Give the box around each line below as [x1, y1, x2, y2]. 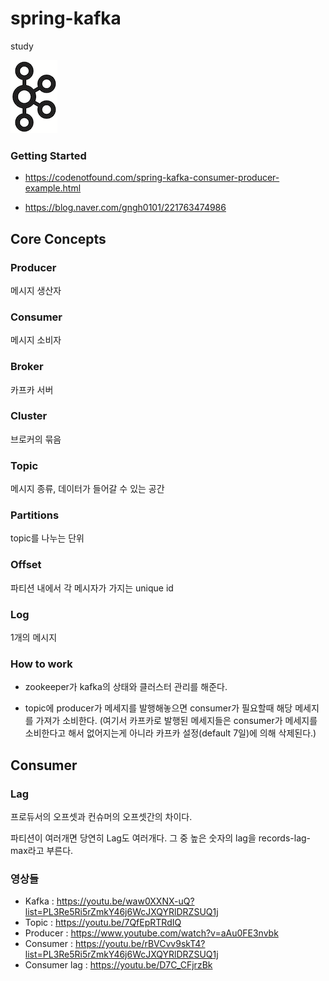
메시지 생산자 [10, 284, 62, 296]
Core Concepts [10, 230, 107, 247]
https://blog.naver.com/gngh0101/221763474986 [24, 202, 227, 214]
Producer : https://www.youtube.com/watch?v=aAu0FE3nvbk [24, 927, 279, 939]
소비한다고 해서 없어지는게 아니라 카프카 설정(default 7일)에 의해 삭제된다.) [24, 727, 317, 739]
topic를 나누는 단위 [10, 532, 85, 544]
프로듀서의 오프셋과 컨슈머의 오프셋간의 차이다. [10, 810, 193, 822]
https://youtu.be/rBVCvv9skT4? [74, 938, 206, 950]
